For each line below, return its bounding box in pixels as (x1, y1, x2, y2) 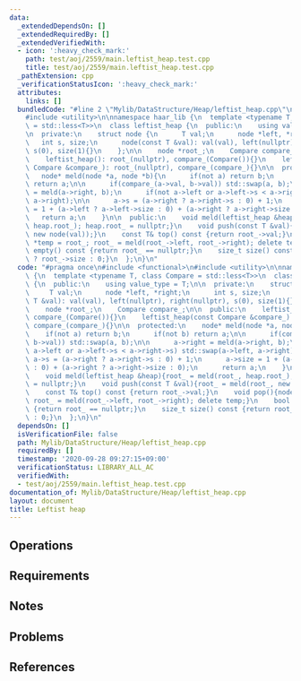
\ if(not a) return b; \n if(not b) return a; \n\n (25, 330, 246, 339)
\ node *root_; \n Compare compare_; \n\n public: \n (25, 305, 246, 314)
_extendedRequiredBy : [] (17, 30, 110, 39)
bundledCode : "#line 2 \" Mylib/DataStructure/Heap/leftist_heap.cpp (17, 105, 279, 114)
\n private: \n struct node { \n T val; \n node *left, (25, 130, 282, 139)
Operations (9, 538, 73, 553)
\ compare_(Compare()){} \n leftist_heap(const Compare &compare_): (25, 313, 295, 323)
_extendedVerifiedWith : (17, 38, 106, 47)
